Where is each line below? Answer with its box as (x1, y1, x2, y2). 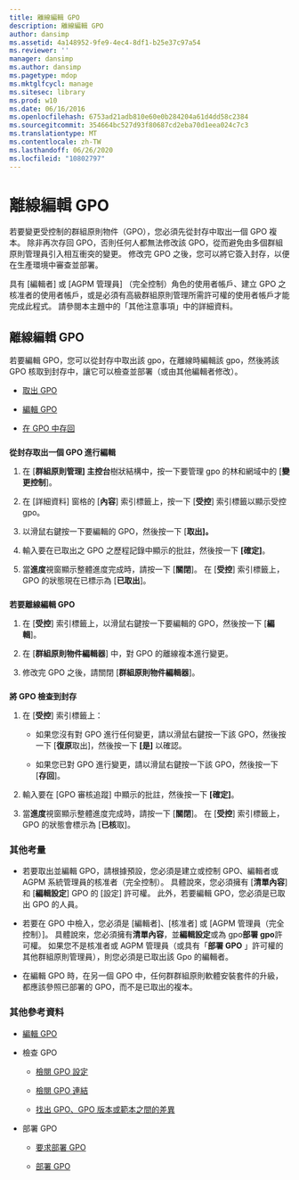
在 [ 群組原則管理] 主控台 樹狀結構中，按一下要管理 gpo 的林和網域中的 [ (21, 466, 282, 477)
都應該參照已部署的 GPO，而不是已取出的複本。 (21, 982, 198, 993)
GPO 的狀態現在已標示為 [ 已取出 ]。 (21, 575, 151, 586)
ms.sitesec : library (9, 87, 86, 96)
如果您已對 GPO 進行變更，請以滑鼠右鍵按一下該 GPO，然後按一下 (35, 759, 279, 770)
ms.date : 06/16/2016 (9, 104, 86, 113)
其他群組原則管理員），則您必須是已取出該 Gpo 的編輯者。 (21, 952, 234, 962)
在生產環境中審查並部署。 (9, 260, 103, 270)
